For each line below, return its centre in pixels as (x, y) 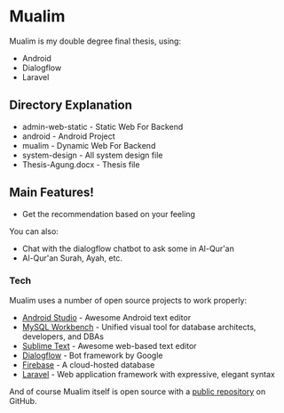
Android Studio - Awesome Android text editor (106, 317)
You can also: (34, 231)
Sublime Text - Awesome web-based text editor (109, 345)
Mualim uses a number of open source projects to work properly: (128, 300)
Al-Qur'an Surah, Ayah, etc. (72, 258)
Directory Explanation (71, 105)
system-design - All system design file (92, 155)
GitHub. (23, 401)
